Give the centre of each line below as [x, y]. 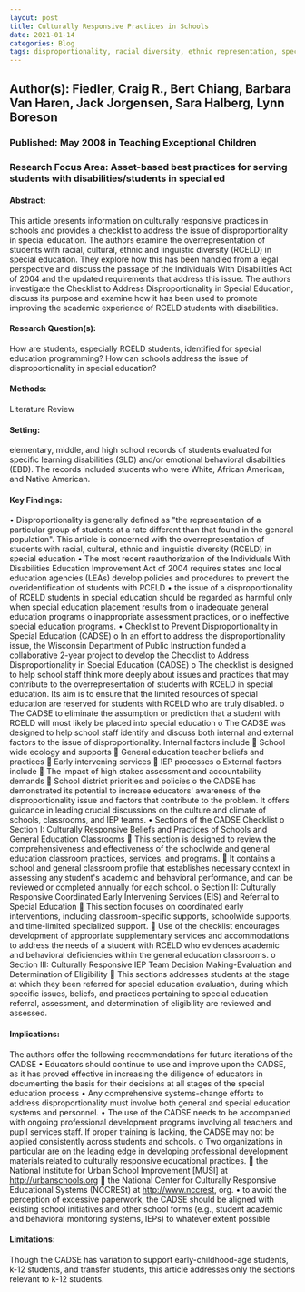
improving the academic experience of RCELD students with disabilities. [144, 308]
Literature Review [42, 409]
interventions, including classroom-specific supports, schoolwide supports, [151, 916]
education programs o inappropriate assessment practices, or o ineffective [149, 617]
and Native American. [50, 479]
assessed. [29, 1013]
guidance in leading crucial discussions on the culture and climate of [138, 810]
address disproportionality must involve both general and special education [151, 1103]
